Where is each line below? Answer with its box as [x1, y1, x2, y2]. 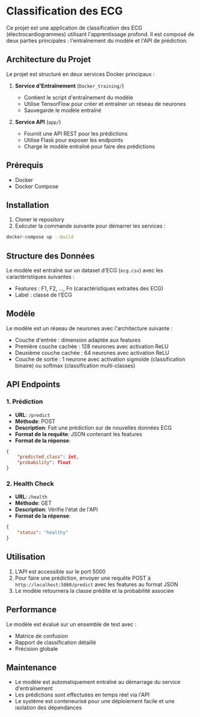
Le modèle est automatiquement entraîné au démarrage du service [14, 678, 181, 686]
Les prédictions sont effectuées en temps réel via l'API [14, 691, 150, 698]
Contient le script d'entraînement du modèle [23, 93, 133, 101]
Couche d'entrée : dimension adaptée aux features [14, 336, 141, 343]
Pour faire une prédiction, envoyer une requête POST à [14, 574, 151, 581]
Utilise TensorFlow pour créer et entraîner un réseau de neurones [23, 100, 186, 107]
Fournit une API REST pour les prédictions [23, 130, 128, 137]
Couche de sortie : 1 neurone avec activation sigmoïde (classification [14, 355, 186, 363]
